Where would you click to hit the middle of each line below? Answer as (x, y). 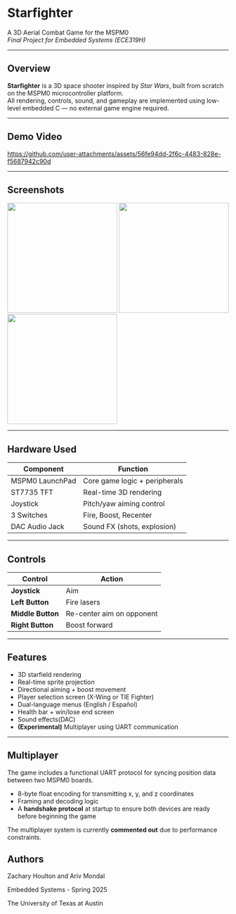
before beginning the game (57, 816)
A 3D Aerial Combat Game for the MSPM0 (68, 32)
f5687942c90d (29, 161)
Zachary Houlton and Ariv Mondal (56, 876)
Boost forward (89, 625)
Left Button (30, 602)
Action (112, 579)
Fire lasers (83, 602)
